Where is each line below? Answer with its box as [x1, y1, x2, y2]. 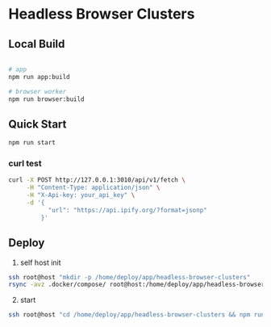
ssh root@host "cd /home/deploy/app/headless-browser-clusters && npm [8, 311, 251, 319]
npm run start [8, 139, 56, 147]
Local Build [8, 37, 65, 51]
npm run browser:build [8, 94, 85, 103]
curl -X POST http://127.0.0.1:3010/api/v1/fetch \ [8, 176, 186, 184]
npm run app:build [8, 73, 70, 81]
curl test [8, 158, 42, 170]
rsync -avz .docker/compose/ [8, 280, 106, 289]
